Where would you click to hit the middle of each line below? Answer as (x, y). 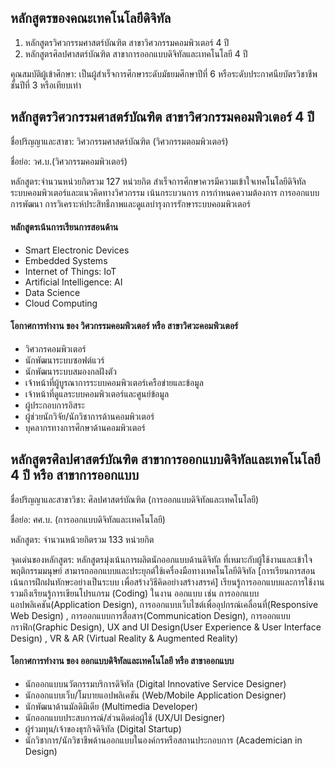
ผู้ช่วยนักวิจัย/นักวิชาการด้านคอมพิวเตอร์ (89, 417)
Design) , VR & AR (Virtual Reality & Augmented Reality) (124, 638)
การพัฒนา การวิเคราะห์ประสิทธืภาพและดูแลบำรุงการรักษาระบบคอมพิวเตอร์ (131, 203)
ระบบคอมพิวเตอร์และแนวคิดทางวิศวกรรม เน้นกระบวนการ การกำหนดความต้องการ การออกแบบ (165, 192)
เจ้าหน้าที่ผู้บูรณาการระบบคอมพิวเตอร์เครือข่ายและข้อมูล (114, 383)
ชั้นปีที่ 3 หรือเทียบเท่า (46, 85)
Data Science (52, 292)
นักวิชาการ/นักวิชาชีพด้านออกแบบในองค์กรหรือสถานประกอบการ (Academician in (163, 740)
